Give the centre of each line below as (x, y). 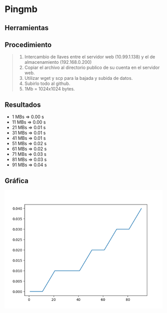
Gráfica (17, 181)
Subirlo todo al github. (47, 83)
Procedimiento (28, 44)
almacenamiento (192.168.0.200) (58, 62)
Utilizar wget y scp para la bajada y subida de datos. (78, 78)
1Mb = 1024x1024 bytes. (50, 89)
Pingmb (21, 9)
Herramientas (27, 28)
